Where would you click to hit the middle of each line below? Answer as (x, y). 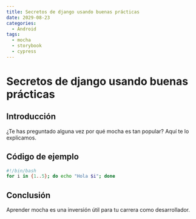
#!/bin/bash (21, 170)
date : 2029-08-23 (28, 18)
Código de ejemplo (42, 157)
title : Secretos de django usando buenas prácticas (73, 12)
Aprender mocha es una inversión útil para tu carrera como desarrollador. (98, 210)
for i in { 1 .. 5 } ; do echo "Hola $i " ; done (61, 177)
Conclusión (29, 195)
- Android (24, 29)
